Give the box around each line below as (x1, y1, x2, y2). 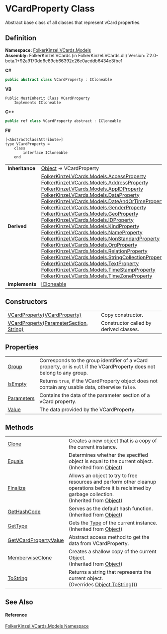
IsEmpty (7, 380, 27, 387)
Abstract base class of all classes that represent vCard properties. (5, 19, 141, 25)
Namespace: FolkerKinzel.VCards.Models (5, 47, 91, 53)
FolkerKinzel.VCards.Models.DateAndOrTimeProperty (41, 198, 166, 205)
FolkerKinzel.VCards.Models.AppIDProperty (41, 185, 143, 192)
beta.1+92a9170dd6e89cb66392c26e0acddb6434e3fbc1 (5, 58, 123, 64)
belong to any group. (39, 370, 88, 377)
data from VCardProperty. (69, 540, 129, 547)
